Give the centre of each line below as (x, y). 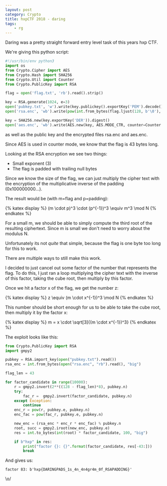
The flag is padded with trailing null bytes (55, 168)
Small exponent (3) (32, 163)
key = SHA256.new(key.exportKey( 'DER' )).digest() (58, 120)
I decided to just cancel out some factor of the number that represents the (81, 268)
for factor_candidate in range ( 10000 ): (46, 382)
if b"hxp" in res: (33, 442)
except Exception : (33, 401)
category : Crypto (23, 14)
